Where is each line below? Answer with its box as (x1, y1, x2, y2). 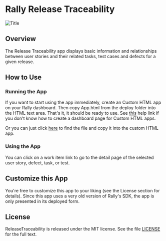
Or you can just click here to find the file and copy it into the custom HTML (5, 125, 159, 131)
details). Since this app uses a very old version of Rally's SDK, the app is (5, 193, 154, 199)
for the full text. (5, 231, 37, 237)
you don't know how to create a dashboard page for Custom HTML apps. (5, 115, 156, 121)
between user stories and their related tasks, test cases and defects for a (5, 53, 156, 59)
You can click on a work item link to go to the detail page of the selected (5, 154, 154, 160)
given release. (5, 59, 34, 65)
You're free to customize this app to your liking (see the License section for (5, 187, 160, 193)
